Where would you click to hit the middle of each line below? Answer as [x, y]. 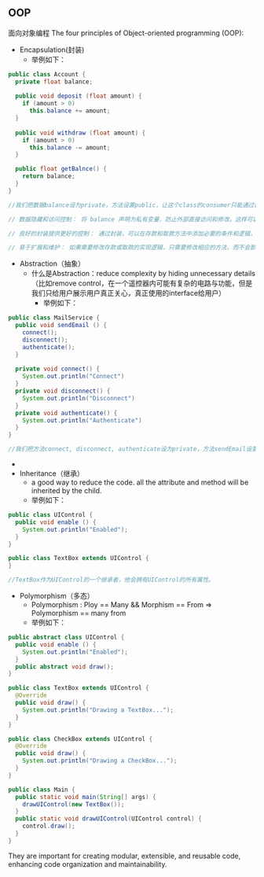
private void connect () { [58, 369]
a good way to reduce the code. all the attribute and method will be [140, 482]
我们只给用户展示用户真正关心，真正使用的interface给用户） [128, 293]
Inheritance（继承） [52, 474]
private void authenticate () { [66, 413]
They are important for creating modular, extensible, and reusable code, [125, 856]
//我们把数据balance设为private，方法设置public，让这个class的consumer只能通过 [131, 205]
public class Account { [47, 74]
